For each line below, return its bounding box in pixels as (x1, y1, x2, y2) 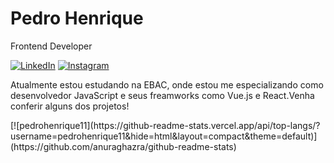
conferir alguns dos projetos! (10, 100, 130, 112)
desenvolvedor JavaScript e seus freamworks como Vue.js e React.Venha (10, 89, 315, 101)
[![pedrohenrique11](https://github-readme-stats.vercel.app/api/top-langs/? (10, 119, 321, 131)
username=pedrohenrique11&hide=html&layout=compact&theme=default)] (10, 130, 318, 142)
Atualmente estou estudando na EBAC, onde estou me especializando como (10, 78, 324, 91)
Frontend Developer (10, 40, 93, 52)
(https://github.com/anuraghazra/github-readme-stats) (10, 140, 237, 152)
